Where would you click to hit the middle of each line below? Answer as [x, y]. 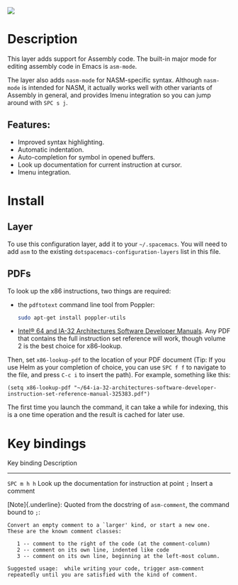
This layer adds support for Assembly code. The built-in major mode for [112, 58]
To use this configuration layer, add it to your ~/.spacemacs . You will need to [118, 244]
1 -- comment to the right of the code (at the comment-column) [114, 544]
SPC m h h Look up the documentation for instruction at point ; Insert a [110, 484]
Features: [29, 125]
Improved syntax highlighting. [61, 142]
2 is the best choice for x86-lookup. [70, 346]
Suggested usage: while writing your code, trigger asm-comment [106, 569]
